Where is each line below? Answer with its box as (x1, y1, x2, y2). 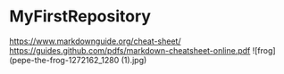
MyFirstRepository (9, 6, 152, 27)
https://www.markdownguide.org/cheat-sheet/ (9, 36, 181, 46)
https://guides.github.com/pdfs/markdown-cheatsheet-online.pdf (9, 45, 251, 55)
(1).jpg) (121, 54, 147, 65)
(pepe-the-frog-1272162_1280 (9, 54, 120, 65)
